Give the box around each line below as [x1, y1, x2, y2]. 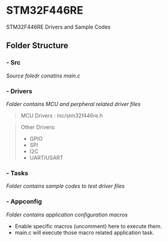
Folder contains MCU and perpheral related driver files [6, 100, 141, 107]
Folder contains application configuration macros [6, 211, 128, 218]
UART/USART [29, 154, 64, 161]
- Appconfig [6, 197, 42, 206]
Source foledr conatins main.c [6, 72, 80, 79]
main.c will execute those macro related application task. [14, 229, 155, 236]
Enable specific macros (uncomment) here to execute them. [14, 222, 162, 229]
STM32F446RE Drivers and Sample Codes [6, 23, 111, 30]
